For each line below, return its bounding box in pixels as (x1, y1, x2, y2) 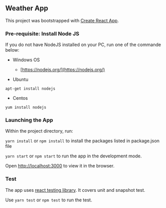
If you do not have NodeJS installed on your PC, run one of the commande (5, 41, 161, 48)
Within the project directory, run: (5, 128, 74, 134)
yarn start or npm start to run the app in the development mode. (5, 153, 142, 159)
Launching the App (5, 116, 53, 123)
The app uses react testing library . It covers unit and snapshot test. (5, 187, 146, 193)
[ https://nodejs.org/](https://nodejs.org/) (20, 67, 105, 73)
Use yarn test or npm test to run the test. (5, 197, 92, 203)
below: (5, 47, 19, 53)
